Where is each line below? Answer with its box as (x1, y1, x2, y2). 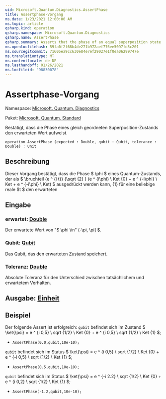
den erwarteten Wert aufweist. (5, 130, 68, 136)
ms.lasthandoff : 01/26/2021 (5, 63, 64, 68)
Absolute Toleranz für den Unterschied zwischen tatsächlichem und (5, 275, 144, 281)
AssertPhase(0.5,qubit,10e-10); (12, 365, 80, 370)
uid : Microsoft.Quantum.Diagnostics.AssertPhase (5, 7, 108, 12)
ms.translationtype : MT (5, 53, 55, 59)
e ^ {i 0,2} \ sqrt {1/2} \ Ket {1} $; (5, 379, 71, 385)
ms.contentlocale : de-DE (5, 58, 57, 63)
